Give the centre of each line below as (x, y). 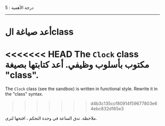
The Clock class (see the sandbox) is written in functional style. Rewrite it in (82, 89)
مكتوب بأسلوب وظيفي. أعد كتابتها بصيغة (77, 65)
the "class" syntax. (24, 94)
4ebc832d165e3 (107, 109)
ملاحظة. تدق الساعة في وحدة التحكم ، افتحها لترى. (51, 118)
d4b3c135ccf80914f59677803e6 (124, 103)
